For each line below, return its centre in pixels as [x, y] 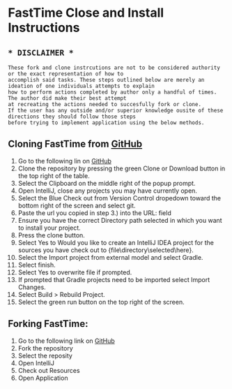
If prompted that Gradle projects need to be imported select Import [114, 279]
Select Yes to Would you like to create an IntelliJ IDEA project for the [116, 242]
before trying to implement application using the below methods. [106, 123]
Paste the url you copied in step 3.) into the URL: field [94, 213]
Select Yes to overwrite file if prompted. [75, 272]
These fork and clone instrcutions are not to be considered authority [114, 68]
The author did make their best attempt [68, 98]
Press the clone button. [52, 235]
